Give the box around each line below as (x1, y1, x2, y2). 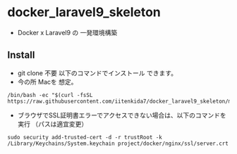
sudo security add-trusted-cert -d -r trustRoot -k (7, 134, 162, 141)
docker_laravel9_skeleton (7, 4, 161, 20)
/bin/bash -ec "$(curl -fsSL (7, 91, 93, 98)
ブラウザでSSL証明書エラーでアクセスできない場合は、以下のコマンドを (17, 110, 227, 120)
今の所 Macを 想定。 (17, 77, 78, 86)
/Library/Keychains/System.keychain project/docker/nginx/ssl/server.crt (7, 140, 229, 147)
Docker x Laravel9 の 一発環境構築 (17, 28, 118, 37)
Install (7, 49, 35, 61)
